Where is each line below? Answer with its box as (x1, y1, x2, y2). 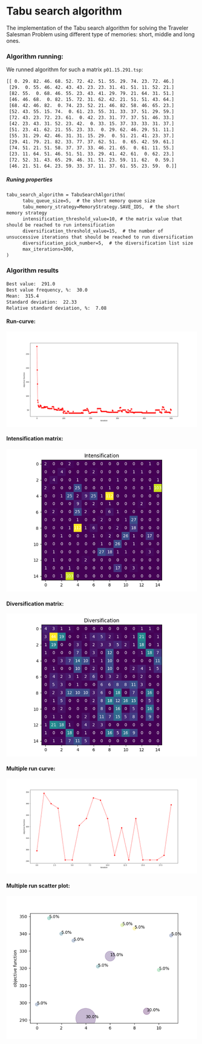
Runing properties (6, 175, 53, 183)
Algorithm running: (6, 52, 64, 60)
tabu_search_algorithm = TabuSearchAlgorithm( (6, 192, 126, 198)
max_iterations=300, (22, 246, 74, 252)
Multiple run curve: (6, 765, 56, 772)
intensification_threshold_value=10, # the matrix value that (22, 216, 183, 222)
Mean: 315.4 (6, 293, 39, 299)
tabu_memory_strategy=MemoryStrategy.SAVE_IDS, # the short (22, 204, 180, 210)
